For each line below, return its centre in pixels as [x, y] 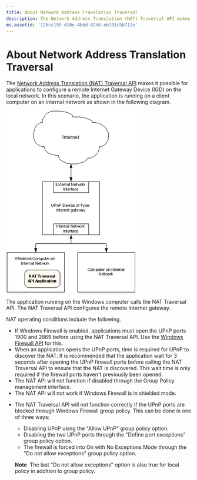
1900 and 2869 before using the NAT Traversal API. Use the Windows [99, 337]
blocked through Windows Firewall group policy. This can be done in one [103, 411]
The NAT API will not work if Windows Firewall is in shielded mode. [95, 393]
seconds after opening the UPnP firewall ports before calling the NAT [98, 362]
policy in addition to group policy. [55, 471]
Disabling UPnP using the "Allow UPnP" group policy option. [96, 428]
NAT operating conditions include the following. [64, 320]
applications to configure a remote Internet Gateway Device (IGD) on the [94, 90]
